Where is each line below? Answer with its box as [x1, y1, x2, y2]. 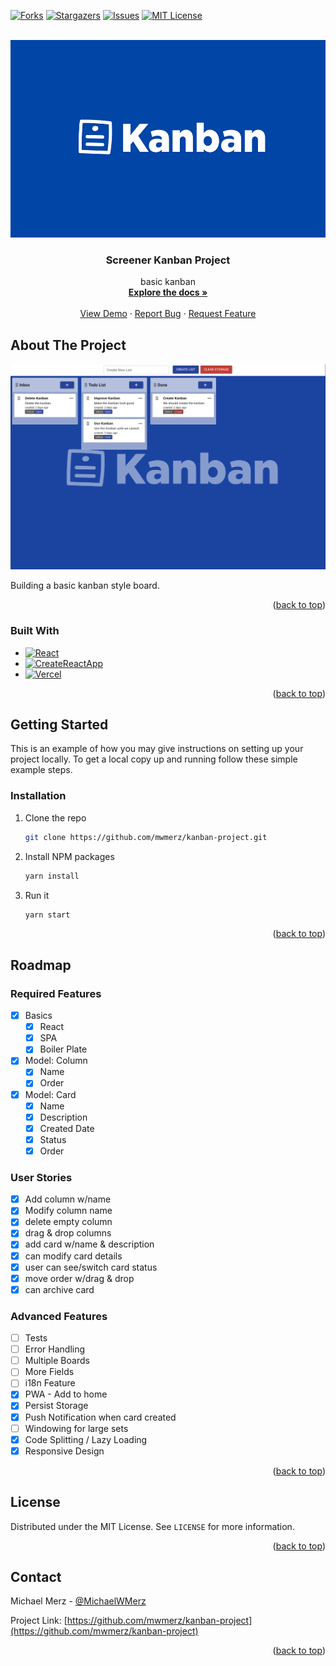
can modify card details [24, 1250, 123, 1262]
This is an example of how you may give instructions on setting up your [10, 743, 304, 755]
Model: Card [24, 1088, 77, 1100]
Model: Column [24, 1055, 88, 1067]
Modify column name [24, 1205, 113, 1217]
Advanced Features [10, 1309, 108, 1323]
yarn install [24, 871, 80, 881]
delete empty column [24, 1216, 113, 1228]
